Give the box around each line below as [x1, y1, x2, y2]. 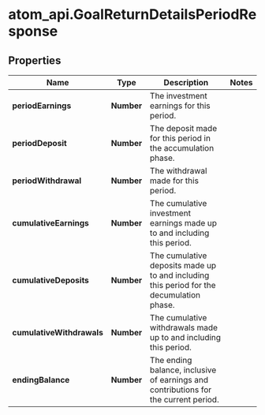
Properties [8, 54, 62, 67]
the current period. [149, 394, 219, 405]
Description [163, 77, 209, 88]
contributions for [149, 384, 212, 395]
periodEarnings [12, 100, 72, 111]
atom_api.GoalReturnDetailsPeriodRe [8, 6, 257, 24]
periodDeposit [12, 138, 67, 148]
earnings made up [149, 218, 218, 228]
